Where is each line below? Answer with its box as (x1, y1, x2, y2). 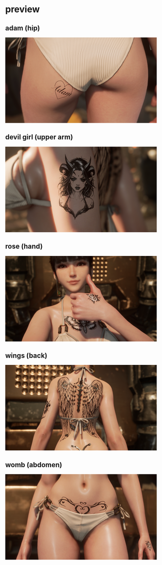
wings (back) (5, 351, 48, 360)
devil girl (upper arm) (5, 133, 73, 141)
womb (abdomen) (5, 460, 62, 469)
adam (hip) (5, 24, 40, 32)
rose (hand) (5, 242, 43, 251)
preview (5, 4, 40, 15)
